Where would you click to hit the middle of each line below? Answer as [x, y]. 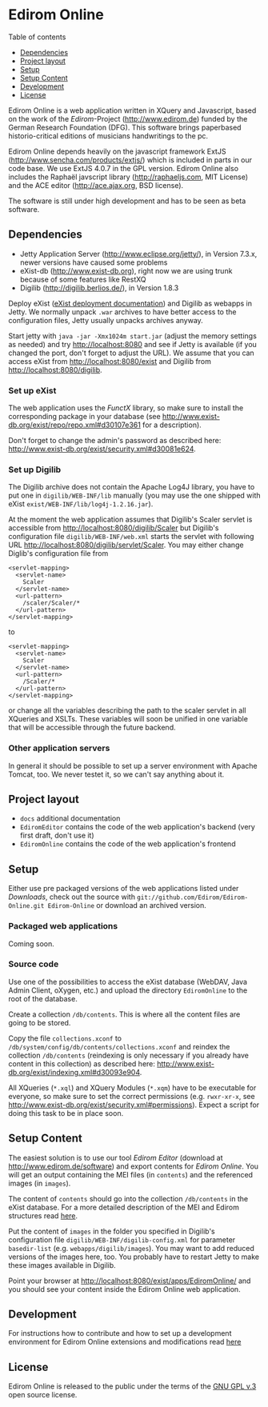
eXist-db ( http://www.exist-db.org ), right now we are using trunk [126, 270]
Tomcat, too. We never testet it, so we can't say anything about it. [116, 774]
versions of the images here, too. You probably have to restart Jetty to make [134, 1257]
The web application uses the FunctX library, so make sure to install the [126, 408]
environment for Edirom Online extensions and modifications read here [125, 1342]
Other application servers [59, 748]
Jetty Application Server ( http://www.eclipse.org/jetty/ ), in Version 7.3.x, [138, 254]
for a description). [172, 425]
